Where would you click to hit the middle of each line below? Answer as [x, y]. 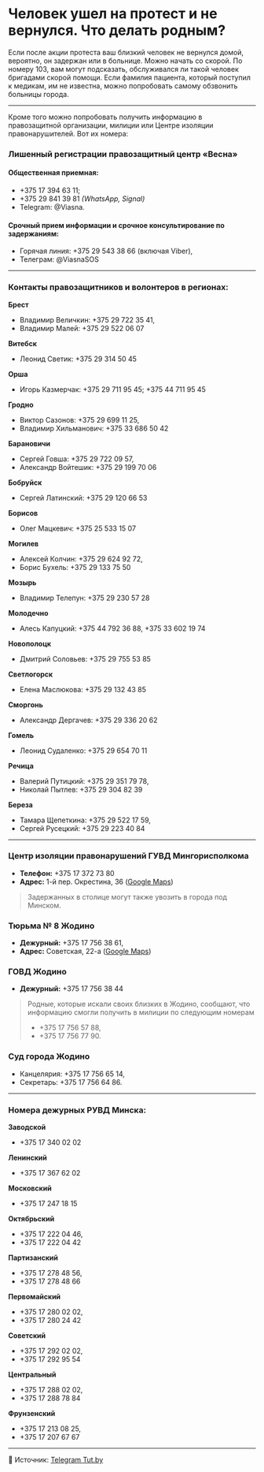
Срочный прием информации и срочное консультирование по [117, 225]
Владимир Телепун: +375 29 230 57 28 [84, 598]
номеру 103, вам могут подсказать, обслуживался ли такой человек [124, 69]
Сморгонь [26, 704]
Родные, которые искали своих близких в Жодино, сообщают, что [139, 1004]
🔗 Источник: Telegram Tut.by [56, 1460]
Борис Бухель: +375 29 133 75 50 [75, 567]
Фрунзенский [32, 1414]
